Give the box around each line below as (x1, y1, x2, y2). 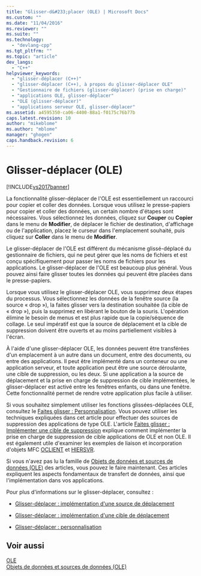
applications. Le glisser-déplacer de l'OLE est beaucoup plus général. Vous (6, 264, 192, 271)
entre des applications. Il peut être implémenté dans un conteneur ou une (6, 357, 188, 364)
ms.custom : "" (6, 14, 42, 20)
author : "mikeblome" (6, 121, 58, 127)
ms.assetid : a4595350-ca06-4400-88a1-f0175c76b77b (6, 109, 136, 115)
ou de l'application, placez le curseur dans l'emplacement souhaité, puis (6, 227, 185, 234)
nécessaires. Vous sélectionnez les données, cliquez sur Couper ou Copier (6, 214, 193, 221)
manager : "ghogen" (6, 132, 52, 138)
